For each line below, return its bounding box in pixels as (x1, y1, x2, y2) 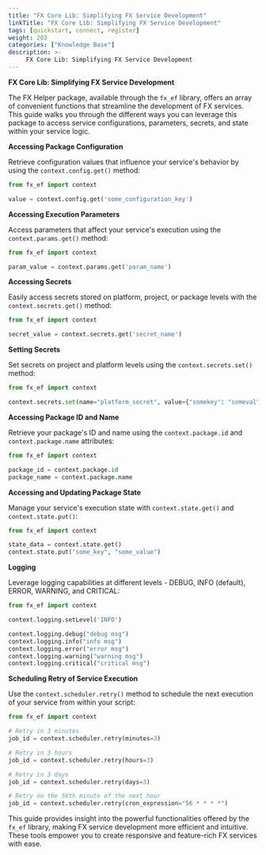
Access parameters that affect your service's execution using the (8, 225, 222, 234)
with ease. (8, 839, 42, 849)
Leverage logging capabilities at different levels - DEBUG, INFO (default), (8, 578, 246, 587)
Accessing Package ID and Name (8, 412, 120, 422)
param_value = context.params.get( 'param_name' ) (8, 263, 172, 271)
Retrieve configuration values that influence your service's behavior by (8, 157, 239, 166)
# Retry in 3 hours (8, 749, 73, 757)
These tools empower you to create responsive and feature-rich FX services (8, 830, 257, 840)
